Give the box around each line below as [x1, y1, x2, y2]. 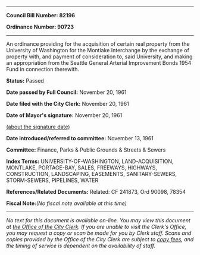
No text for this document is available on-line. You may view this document [6, 217, 190, 223]
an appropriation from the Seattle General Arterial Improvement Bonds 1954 [6, 59, 192, 66]
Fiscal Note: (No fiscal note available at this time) [6, 200, 127, 207]
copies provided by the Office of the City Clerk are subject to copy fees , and [6, 236, 194, 243]
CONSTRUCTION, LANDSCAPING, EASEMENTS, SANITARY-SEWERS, [6, 171, 177, 177]
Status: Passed [6, 77, 45, 84]
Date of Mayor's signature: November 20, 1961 [6, 112, 123, 119]
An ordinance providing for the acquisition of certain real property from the [6, 40, 190, 48]
